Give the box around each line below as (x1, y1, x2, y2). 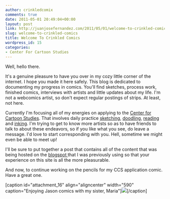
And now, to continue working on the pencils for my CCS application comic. (5, 167, 163, 173)
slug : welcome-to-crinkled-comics (5, 31, 78, 36)
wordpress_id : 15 (5, 40, 42, 45)
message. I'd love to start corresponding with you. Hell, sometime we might (5, 131, 163, 137)
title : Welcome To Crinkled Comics (5, 36, 80, 41)
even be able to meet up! (5, 137, 57, 143)
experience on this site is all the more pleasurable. (5, 157, 110, 163)
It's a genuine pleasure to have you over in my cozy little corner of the (5, 73, 151, 79)
